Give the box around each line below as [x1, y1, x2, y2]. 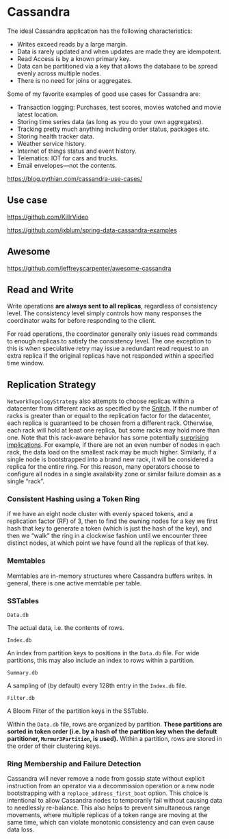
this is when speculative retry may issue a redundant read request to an [7, 344, 209, 353]
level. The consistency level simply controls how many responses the [7, 309, 202, 317]
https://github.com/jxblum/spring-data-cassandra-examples [7, 226, 178, 234]
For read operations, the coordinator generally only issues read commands [7, 330, 217, 338]
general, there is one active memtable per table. [7, 579, 142, 587]
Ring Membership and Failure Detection [7, 759, 142, 768]
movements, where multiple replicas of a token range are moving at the [7, 811, 208, 819]
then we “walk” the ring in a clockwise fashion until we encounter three [7, 532, 207, 540]
